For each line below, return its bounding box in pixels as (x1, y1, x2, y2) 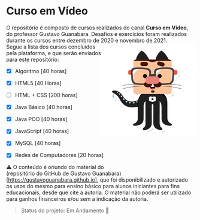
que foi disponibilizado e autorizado (99, 176, 189, 183)
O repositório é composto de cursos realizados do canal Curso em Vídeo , (6, 24, 189, 31)
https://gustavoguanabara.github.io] (8, 176, 98, 183)
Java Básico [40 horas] (14, 104, 73, 111)
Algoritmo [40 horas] (14, 67, 67, 74)
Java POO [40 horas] (14, 116, 68, 123)
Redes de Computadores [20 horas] (14, 152, 104, 159)
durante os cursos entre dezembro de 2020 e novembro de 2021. (6, 37, 168, 44)
